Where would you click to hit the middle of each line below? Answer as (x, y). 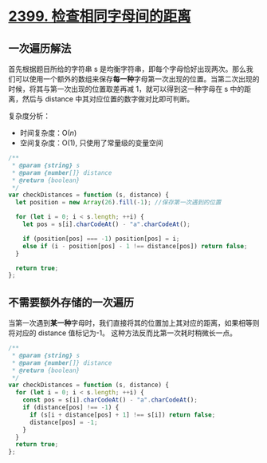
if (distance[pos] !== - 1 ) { (71, 408)
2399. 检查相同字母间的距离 (100, 16)
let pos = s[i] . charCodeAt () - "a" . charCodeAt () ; (107, 224)
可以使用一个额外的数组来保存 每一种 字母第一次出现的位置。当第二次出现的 (137, 79)
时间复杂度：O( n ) (48, 133)
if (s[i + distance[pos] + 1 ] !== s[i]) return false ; (122, 415)
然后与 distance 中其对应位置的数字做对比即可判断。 (108, 99)
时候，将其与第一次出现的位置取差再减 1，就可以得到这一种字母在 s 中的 (126, 89)
